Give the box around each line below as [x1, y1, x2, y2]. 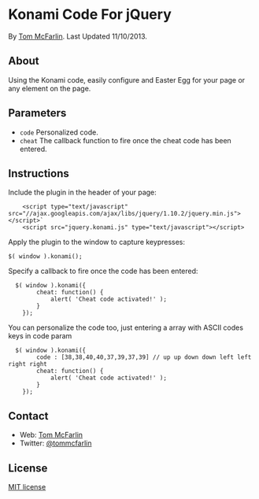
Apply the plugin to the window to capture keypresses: [8, 238, 186, 247]
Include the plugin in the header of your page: [8, 187, 157, 198]
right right [8, 360, 47, 368]
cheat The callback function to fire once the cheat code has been [19, 135, 232, 145]
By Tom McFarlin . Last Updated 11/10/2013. [8, 31, 148, 41]
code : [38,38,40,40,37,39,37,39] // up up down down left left [36, 353, 252, 361]
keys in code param [8, 331, 72, 341]
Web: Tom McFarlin [19, 431, 83, 440]
